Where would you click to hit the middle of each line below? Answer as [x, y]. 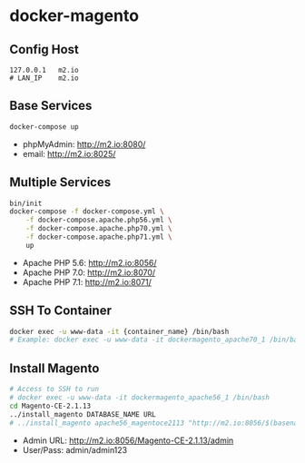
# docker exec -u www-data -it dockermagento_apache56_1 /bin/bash [140, 398]
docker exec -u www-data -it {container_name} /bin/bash [119, 331]
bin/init [26, 203]
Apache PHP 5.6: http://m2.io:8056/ [89, 262]
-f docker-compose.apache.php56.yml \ [99, 220]
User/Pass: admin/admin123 [75, 449]
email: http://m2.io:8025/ [69, 153]
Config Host [44, 49]
